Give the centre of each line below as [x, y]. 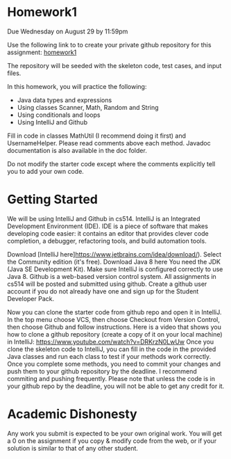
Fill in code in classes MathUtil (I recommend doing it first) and [96, 136]
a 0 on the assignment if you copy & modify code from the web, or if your [112, 441]
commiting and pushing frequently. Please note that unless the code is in [111, 378]
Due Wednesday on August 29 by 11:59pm [68, 31]
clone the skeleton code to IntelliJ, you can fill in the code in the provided [112, 349]
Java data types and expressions [65, 100]
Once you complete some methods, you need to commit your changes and [114, 364]
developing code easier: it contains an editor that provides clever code [108, 233]
